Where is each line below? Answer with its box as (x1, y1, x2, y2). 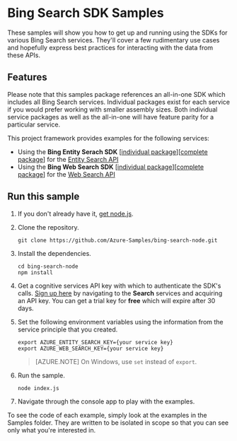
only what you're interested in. (7, 425, 96, 434)
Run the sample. (17, 371, 65, 380)
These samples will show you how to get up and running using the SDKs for (7, 28, 228, 37)
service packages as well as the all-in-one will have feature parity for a (7, 112, 214, 121)
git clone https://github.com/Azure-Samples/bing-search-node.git (17, 237, 218, 244)
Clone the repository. (17, 223, 79, 231)
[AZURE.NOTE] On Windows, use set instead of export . (35, 357, 197, 365)
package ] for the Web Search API (17, 170, 115, 178)
